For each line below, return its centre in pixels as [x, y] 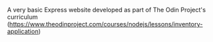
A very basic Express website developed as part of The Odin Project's [106, 10]
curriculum [22, 17]
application [23, 31]
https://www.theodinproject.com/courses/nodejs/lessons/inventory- [106, 24]
